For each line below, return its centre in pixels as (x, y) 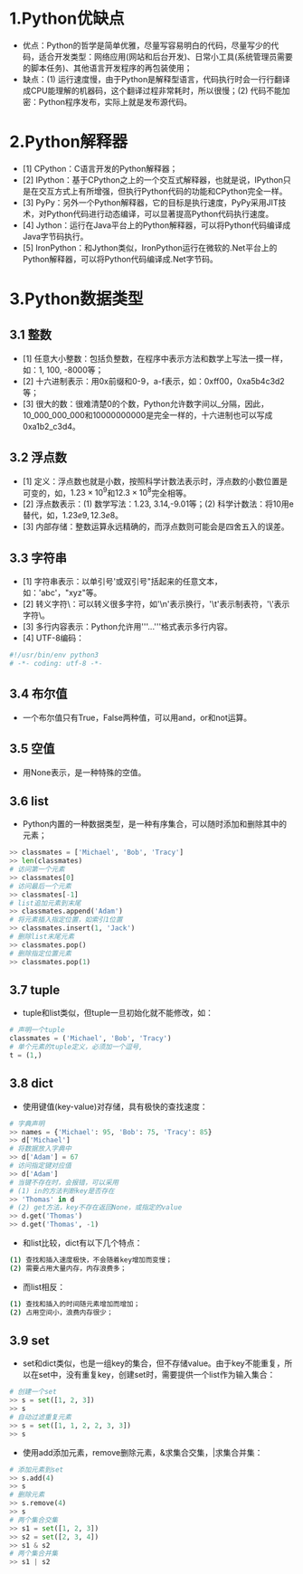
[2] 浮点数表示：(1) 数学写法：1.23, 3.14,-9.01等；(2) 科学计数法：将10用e (158, 504)
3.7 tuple (35, 990)
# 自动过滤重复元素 (41, 1418)
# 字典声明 (27, 1124)
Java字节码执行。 (55, 236)
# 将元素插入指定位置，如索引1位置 (66, 920)
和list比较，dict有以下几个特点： (82, 1243)
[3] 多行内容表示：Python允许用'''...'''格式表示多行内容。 (128, 627)
